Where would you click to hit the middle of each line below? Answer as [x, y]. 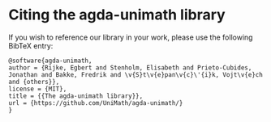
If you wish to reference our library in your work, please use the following [131, 37]
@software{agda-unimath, [50, 61]
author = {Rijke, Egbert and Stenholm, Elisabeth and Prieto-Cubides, [130, 67]
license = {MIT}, [38, 89]
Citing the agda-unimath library [117, 15]
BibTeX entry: [31, 45]
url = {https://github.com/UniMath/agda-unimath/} [96, 103]
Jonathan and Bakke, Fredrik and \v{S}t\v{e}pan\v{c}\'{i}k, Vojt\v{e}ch [136, 74]
